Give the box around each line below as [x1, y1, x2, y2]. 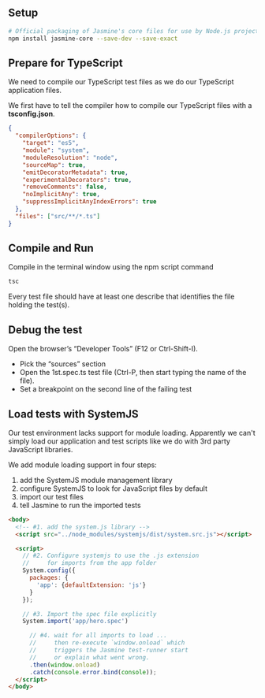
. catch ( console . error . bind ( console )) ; [28, 668, 157, 676]
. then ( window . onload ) [28, 661, 101, 669]
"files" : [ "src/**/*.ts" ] [15, 212, 101, 220]
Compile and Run [8, 242, 95, 255]
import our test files [19, 492, 84, 501]
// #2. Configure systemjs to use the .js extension [22, 551, 200, 560]
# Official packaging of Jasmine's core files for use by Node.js [8, 27, 231, 35]
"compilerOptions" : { [15, 132, 87, 140]
